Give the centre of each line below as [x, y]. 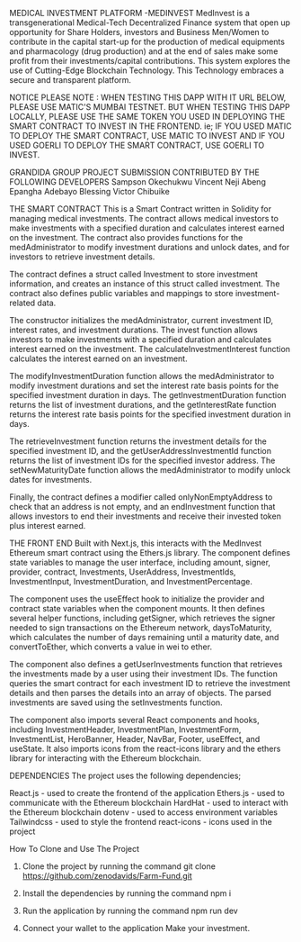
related [22, 303]
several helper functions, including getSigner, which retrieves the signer [142, 618]
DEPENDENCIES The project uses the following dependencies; [125, 775]
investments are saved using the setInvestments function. [116, 702]
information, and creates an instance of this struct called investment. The [145, 284]
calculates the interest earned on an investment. [98, 358]
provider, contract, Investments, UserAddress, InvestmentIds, [123, 572]
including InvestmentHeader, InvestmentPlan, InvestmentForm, [125, 729]
